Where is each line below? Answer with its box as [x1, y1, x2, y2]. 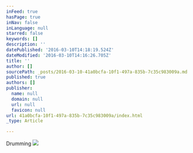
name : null [11, 91, 38, 97]
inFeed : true [6, 8, 38, 15]
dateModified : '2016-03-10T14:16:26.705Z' [6, 52, 111, 58]
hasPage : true [6, 14, 41, 20]
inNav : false [6, 19, 38, 25]
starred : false [6, 31, 43, 36]
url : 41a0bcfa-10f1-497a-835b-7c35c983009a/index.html [6, 112, 143, 118]
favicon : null [11, 107, 46, 113]
